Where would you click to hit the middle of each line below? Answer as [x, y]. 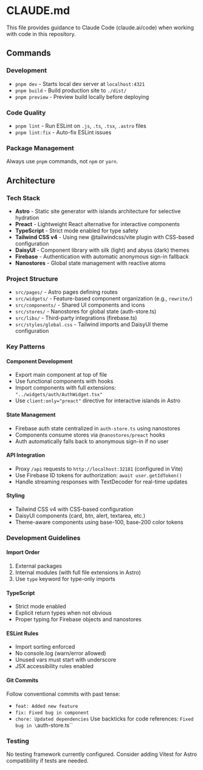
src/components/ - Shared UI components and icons [80, 305]
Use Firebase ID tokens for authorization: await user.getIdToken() [98, 475]
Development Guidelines [43, 538]
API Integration [26, 455]
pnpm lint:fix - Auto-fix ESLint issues [63, 132]
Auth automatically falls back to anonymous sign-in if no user [92, 441]
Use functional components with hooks [64, 381]
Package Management [40, 148]
